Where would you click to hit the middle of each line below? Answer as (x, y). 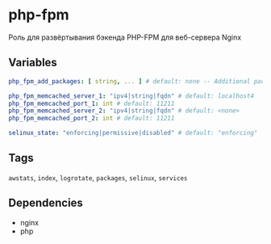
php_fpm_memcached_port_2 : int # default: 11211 (92, 119)
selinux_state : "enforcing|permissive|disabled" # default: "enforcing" (133, 133)
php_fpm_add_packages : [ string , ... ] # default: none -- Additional (129, 81)
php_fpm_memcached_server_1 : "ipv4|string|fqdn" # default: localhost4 (131, 96)
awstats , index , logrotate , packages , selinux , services (98, 177)
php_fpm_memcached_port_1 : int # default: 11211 (92, 103)
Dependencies (46, 203)
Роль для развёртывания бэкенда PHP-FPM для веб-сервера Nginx (125, 37)
